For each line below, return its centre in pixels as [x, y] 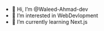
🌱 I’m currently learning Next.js [50, 22]
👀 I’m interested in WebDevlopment [55, 15]
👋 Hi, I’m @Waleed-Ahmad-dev [50, 9]
